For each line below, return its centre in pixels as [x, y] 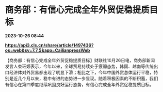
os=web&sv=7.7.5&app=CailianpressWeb [48, 50]
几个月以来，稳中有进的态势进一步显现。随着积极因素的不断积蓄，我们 [88, 78]
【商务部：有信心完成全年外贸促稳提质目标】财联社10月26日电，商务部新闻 [80, 60]
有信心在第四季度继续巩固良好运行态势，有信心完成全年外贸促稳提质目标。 [79, 84]
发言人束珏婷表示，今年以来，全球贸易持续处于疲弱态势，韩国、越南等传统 [79, 66]
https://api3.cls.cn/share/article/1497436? [49, 45]
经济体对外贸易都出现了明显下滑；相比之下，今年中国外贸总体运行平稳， [81, 72]
